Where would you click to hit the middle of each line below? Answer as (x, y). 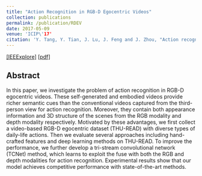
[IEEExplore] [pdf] (28, 57)
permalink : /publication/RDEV (44, 23)
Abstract (23, 76)
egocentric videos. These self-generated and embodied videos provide (95, 96)
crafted (15, 141)
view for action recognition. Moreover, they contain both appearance (110, 109)
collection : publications (38, 17)
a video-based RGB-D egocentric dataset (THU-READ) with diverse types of (101, 128)
